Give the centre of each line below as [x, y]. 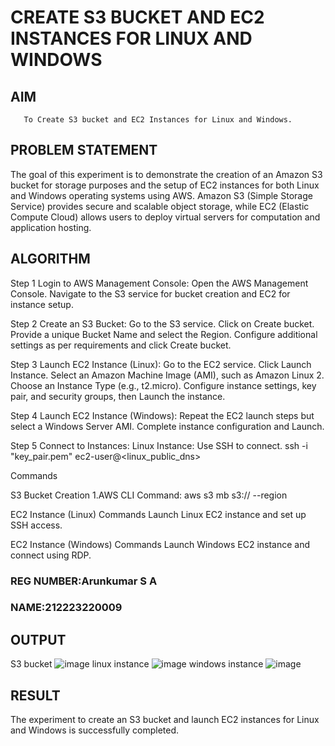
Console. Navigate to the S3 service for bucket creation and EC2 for [150, 293]
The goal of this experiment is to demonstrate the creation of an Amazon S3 [166, 174]
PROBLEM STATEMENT [84, 150]
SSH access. [36, 525]
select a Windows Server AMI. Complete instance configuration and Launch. [167, 426]
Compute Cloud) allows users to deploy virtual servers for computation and [165, 217]
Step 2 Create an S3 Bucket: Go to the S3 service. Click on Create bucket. [162, 323]
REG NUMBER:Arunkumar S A [84, 581]
